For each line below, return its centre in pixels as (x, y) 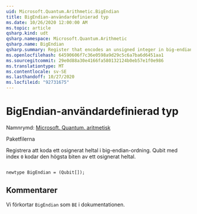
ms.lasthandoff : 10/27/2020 (40, 77)
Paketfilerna (21, 139)
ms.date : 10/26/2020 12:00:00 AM (47, 22)
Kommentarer (32, 190)
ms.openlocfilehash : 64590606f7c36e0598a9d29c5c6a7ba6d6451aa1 (85, 55)
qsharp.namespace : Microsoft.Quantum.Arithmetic (67, 39)
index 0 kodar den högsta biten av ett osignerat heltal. (71, 157)
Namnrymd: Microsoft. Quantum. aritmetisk (58, 127)
